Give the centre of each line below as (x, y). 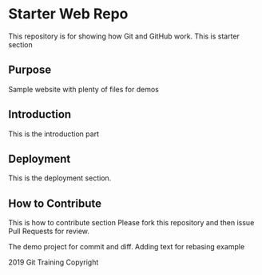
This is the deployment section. (60, 178)
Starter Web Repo (68, 14)
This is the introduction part (54, 134)
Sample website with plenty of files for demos (84, 89)
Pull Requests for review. (49, 231)
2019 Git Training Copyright (54, 262)
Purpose (30, 70)
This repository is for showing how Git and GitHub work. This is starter (124, 36)
